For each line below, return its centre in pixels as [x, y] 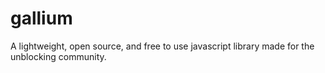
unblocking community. [58, 56]
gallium [41, 18]
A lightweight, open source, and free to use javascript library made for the [162, 46]
